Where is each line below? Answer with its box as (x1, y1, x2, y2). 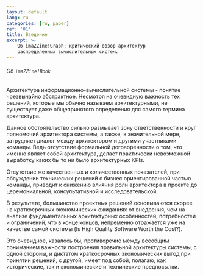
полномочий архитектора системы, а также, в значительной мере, (6, 130, 181, 138)
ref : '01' (6, 26, 32, 32)
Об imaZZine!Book (6, 68, 51, 75)
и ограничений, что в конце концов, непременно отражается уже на (6, 219, 186, 226)
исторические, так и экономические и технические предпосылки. (6, 263, 179, 270)
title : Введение (6, 32, 48, 38)
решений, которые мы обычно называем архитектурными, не (6, 99, 168, 107)
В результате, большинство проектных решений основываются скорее (6, 199, 193, 207)
